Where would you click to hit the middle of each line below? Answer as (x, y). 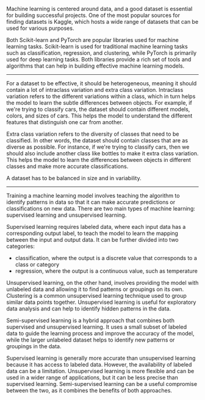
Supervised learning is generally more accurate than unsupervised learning (101, 358)
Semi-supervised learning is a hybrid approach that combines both (91, 320)
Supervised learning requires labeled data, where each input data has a (96, 227)
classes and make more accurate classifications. (67, 166)
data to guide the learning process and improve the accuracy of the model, (100, 333)
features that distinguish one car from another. (65, 122)
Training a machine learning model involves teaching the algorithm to (93, 195)
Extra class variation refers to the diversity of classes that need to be (93, 134)
